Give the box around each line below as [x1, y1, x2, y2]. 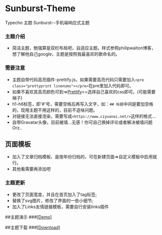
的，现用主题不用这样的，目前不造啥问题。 [12, 107, 98, 113]
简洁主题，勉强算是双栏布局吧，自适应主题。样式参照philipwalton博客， [12, 45, 156, 51]
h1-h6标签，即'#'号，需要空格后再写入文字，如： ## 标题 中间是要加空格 [12, 101, 154, 107]
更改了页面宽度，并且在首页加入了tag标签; [12, 191, 97, 197]
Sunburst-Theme [5, 3, 76, 14]
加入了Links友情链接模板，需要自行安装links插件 [12, 203, 109, 210]
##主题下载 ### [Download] [5, 224, 60, 230]
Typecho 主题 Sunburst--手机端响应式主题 [5, 20, 90, 25]
